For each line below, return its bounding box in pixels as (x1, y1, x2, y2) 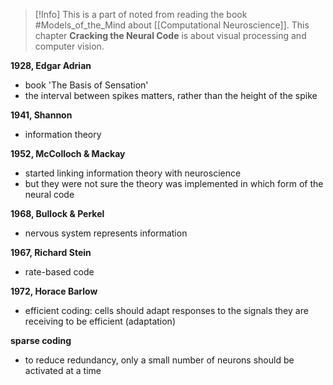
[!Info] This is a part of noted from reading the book (34, 9, 248, 20)
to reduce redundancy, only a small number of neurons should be (24, 354, 295, 366)
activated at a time (24, 365, 102, 376)
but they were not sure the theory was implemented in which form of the (24, 178, 324, 189)
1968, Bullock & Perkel (10, 208, 105, 219)
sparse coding (10, 335, 72, 346)
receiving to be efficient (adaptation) (24, 315, 176, 327)
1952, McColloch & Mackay (10, 148, 126, 159)
